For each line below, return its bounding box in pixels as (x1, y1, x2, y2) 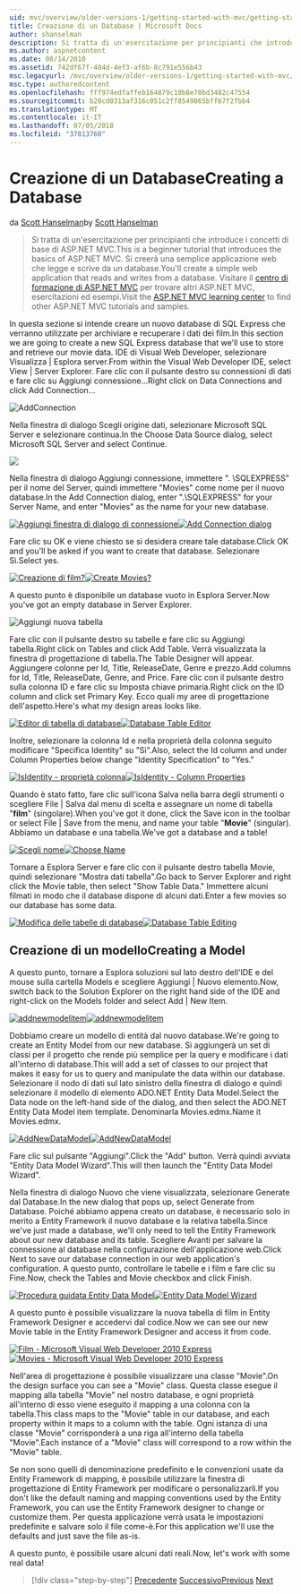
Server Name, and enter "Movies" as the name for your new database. (9, 501, 270, 511)
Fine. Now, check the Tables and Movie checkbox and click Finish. (9, 1273, 253, 1283)
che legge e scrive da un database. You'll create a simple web (30, 262, 258, 273)
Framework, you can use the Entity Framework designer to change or (9, 1502, 265, 1513)
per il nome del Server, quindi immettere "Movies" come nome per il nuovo (9, 482, 285, 493)
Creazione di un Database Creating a (9, 168, 284, 189)
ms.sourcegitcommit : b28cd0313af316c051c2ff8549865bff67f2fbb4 (9, 96, 251, 106)
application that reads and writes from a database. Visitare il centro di (30, 272, 288, 283)
